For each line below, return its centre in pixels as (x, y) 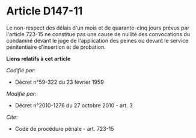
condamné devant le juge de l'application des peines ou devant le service (97, 40)
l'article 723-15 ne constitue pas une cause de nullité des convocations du (98, 34)
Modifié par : (22, 93)
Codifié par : (21, 70)
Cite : (12, 117)
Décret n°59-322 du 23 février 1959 (59, 82)
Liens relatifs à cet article (38, 58)
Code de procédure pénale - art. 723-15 (64, 128)
